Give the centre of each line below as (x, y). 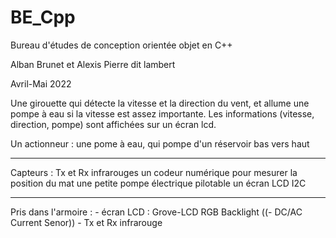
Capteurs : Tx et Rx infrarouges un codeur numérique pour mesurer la (154, 172)
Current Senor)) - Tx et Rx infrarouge (86, 222)
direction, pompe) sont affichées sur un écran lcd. (113, 124)
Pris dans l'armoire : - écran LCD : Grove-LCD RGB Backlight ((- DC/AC (156, 212)
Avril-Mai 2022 (41, 83)
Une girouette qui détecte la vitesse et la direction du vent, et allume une (160, 103)
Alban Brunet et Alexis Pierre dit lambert (93, 64)
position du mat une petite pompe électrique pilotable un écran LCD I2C (158, 183)
